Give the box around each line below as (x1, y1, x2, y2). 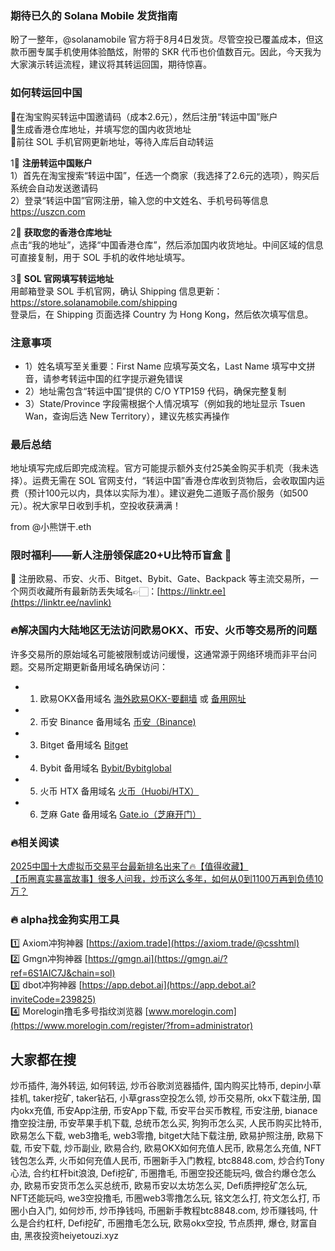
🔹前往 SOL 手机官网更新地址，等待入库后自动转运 (10, 135, 214, 147)
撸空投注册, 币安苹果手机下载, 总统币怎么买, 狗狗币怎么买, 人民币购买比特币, (10, 1117, 322, 1129)
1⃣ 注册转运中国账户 (10, 157, 93, 169)
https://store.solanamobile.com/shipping (10, 296, 178, 308)
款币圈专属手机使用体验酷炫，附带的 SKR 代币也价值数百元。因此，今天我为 (10, 46, 322, 58)
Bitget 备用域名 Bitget (39, 738, 129, 751)
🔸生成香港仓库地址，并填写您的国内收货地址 (10, 123, 192, 135)
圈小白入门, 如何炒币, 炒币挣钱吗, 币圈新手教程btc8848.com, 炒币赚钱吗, (10, 1205, 308, 1217)
